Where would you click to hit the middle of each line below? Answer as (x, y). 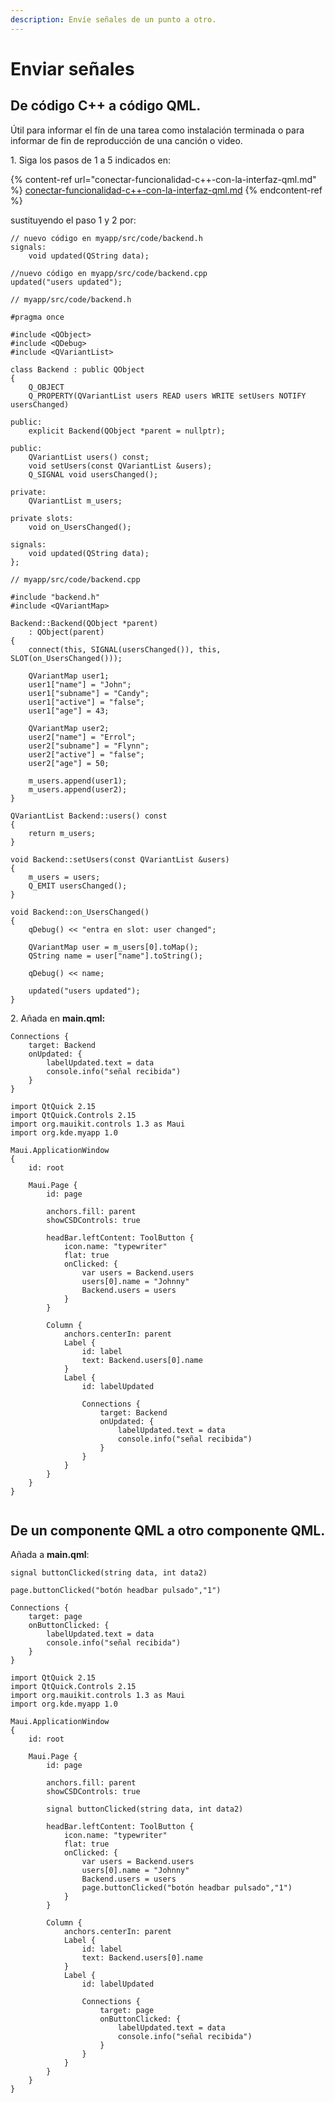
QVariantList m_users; (75, 501)
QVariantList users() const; (89, 457)
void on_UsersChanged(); (80, 527)
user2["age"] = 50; (69, 763)
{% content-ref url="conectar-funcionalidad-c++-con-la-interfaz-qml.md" (163, 179)
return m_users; (62, 833)
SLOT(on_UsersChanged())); (66, 658)
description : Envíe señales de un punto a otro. (113, 19)
